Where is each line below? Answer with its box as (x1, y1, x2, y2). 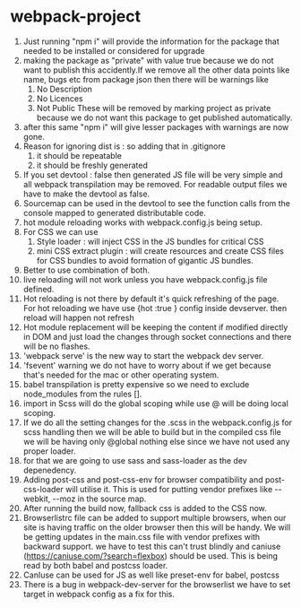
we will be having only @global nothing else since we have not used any (22, 436, 290, 447)
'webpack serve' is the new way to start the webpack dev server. (22, 350, 264, 360)
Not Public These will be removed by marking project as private (36, 102, 271, 113)
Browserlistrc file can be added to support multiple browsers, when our (22, 512, 287, 523)
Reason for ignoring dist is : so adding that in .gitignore (22, 141, 227, 152)
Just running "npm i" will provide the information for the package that (22, 36, 280, 47)
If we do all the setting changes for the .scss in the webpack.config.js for (22, 417, 293, 428)
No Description (36, 83, 93, 94)
